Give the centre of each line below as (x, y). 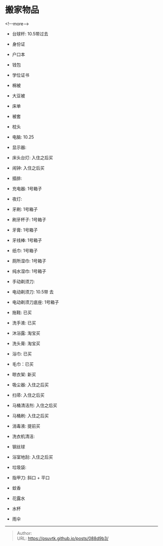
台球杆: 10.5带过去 (30, 34)
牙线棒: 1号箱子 (27, 240)
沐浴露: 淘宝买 (26, 333)
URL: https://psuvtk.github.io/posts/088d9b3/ (63, 538)
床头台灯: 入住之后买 (33, 157)
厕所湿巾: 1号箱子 (29, 261)
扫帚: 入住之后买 (28, 395)
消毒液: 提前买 (26, 426)
